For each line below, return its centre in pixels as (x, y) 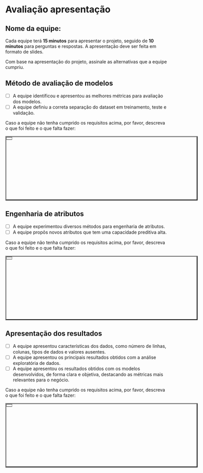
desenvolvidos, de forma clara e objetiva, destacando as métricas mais (88, 374)
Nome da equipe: (33, 29)
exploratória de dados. (36, 363)
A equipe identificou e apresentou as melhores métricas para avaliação (88, 96)
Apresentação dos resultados (54, 334)
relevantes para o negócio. (41, 380)
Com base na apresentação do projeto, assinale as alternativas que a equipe (86, 62)
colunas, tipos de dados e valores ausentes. (59, 352)
